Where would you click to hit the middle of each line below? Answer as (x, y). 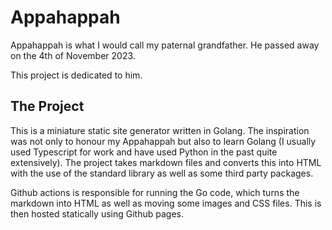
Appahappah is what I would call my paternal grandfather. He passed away (165, 45)
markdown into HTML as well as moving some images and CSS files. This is (166, 203)
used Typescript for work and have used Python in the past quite (144, 152)
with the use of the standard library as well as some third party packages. (162, 173)
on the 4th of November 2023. (73, 55)
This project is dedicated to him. (76, 75)
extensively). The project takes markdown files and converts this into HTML (166, 162)
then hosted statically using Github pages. (97, 213)
